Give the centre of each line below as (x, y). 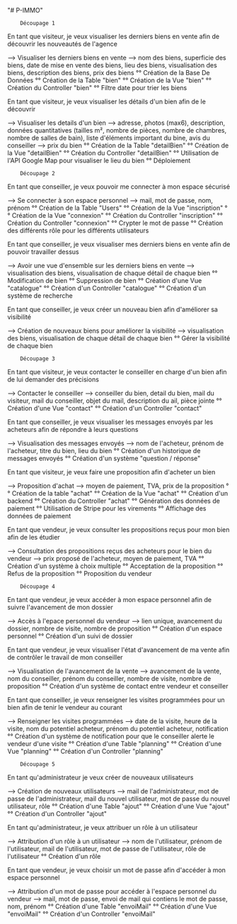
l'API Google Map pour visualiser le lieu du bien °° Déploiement (99, 160)
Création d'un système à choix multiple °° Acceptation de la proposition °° (115, 566)
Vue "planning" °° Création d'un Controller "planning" (86, 751)
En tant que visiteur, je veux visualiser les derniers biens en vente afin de (114, 36)
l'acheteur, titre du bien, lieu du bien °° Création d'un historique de (104, 451)
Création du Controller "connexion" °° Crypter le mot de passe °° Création (115, 223)
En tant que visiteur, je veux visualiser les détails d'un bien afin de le (107, 101)
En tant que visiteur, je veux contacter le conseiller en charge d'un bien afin (117, 372)
